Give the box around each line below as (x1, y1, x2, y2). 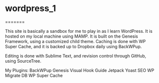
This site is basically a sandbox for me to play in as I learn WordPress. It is (5, 28, 153, 34)
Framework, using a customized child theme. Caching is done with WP (5, 38, 146, 44)
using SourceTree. (5, 58, 42, 64)
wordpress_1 (5, 3, 56, 14)
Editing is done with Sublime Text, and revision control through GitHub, (5, 53, 146, 58)
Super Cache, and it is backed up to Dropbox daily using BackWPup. (5, 43, 142, 49)
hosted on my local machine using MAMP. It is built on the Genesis (5, 33, 138, 39)
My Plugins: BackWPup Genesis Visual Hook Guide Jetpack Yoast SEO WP (5, 67, 155, 73)
